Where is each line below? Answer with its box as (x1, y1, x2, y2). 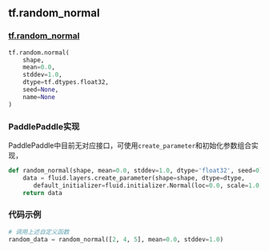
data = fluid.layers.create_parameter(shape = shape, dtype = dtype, (22, 173, 246, 182)
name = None (22, 93, 56, 101)
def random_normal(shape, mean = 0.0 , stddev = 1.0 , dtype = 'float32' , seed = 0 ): (8, 166, 267, 174)
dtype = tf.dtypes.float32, (22, 78, 110, 86)
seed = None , (22, 86, 59, 94)
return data (22, 189, 62, 197)
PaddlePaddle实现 (8, 121, 80, 132)
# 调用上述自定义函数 (8, 228, 70, 236)
